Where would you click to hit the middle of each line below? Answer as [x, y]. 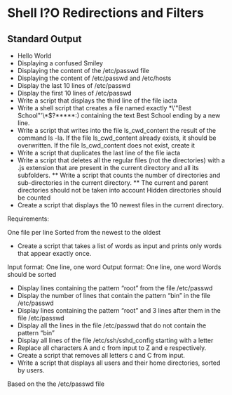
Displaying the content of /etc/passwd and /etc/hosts [94, 78]
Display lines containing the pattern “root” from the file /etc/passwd [115, 288]
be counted [34, 197]
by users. [31, 370]
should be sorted [32, 274]
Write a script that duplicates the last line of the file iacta [99, 153]
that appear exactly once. [54, 253]
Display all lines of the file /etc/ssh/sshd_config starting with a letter [115, 340]
